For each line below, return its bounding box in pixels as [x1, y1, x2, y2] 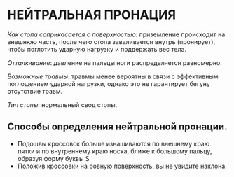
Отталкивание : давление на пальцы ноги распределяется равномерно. [7, 58, 222, 66]
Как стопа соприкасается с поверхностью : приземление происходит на [7, 30, 226, 38]
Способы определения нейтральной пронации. [7, 121, 228, 133]
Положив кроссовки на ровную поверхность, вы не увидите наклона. [17, 162, 228, 170]
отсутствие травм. [7, 87, 63, 95]
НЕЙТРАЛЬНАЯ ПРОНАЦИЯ [7, 7, 177, 23]
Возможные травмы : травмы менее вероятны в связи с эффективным [7, 72, 219, 80]
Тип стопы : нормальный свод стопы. [7, 100, 118, 108]
